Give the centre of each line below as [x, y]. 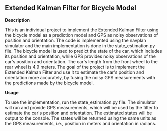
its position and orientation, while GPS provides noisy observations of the [81, 56]
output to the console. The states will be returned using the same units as [81, 118]
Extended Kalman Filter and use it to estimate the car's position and [75, 72]
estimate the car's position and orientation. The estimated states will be [79, 113]
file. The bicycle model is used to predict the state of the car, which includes [83, 51]
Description [18, 20]
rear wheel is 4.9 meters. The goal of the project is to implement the [75, 67]
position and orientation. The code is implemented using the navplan [76, 40]
